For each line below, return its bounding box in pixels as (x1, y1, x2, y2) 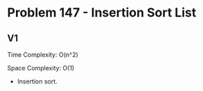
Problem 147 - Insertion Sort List (7, 5, 197, 21)
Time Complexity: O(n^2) (7, 50, 78, 59)
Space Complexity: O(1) (7, 64, 75, 72)
